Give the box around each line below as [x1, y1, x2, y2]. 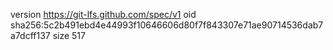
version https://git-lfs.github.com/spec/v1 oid [10, 9, 197, 20]
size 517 [52, 30, 86, 41]
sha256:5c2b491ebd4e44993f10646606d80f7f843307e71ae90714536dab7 [10, 19, 324, 31]
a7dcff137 [10, 30, 51, 41]
